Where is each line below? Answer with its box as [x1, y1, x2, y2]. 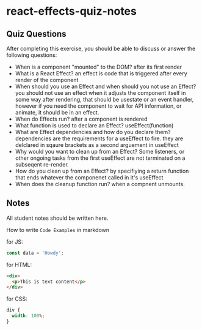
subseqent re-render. [15, 161, 69, 168]
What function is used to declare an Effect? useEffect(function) [15, 122, 174, 129]
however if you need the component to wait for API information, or [15, 102, 182, 110]
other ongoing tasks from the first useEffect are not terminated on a [15, 154, 186, 162]
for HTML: [6, 261, 32, 268]
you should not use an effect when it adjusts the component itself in [15, 89, 186, 96]
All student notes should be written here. [6, 214, 109, 222]
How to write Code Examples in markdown [6, 226, 110, 233]
